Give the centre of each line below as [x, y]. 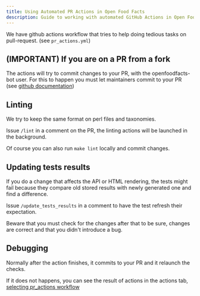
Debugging [27, 248]
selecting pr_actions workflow [43, 286]
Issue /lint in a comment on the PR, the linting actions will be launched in [97, 131]
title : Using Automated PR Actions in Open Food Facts [76, 12]
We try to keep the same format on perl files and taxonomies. [81, 119]
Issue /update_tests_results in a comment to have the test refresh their [94, 205]
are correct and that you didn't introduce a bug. [65, 229]
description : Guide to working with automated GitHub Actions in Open [96, 17]
